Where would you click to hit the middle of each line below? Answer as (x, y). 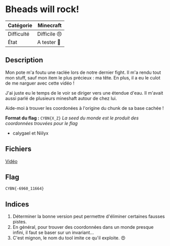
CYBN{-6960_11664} (25, 189)
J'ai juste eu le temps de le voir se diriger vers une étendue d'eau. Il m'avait (84, 93)
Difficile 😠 (50, 34)
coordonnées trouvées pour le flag (41, 123)
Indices (17, 204)
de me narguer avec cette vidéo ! (40, 83)
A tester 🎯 (49, 42)
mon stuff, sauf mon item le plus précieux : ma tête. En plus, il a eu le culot (83, 77)
